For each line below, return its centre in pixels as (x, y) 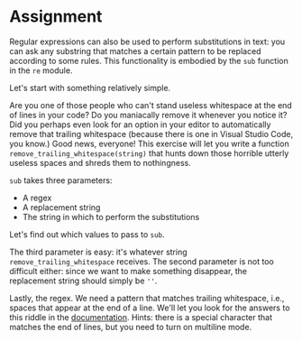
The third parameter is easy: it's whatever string (98, 252)
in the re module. (41, 70)
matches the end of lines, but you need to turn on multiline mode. (131, 327)
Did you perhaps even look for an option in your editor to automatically (140, 124)
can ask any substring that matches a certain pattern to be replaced (135, 51)
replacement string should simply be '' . (83, 281)
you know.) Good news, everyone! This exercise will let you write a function (150, 143)
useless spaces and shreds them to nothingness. (100, 162)
